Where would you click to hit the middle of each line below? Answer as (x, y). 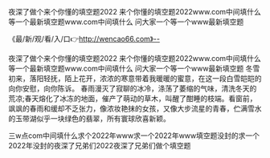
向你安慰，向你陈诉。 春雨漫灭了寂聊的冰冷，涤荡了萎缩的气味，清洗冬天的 (133, 88)
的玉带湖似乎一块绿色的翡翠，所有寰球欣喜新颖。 (89, 118)
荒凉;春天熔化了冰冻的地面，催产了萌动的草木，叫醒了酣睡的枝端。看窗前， (133, 98)
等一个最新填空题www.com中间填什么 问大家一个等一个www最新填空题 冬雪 (134, 68)
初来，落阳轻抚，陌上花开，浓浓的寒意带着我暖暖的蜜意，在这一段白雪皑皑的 (135, 78)
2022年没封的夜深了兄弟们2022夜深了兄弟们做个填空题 (100, 146)
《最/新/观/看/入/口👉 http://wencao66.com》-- (84, 39)
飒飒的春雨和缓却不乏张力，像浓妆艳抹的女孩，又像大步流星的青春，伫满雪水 (135, 108)
